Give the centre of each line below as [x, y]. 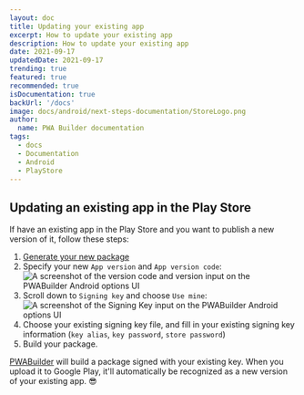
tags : [20, 137]
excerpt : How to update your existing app [91, 35]
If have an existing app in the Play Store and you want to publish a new [142, 230]
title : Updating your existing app [77, 26]
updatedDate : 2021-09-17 [56, 60]
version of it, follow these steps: [69, 239]
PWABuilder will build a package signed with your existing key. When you [147, 362]
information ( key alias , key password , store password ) [124, 335]
